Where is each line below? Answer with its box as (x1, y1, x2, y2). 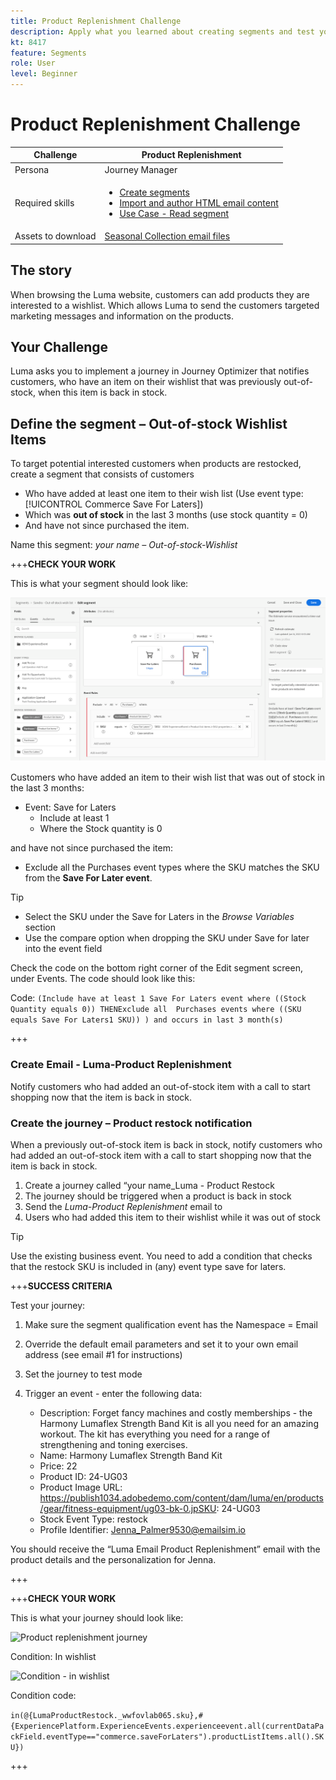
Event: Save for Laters (24, 801, 117, 814)
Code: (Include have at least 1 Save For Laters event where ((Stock (10, 992, 307, 1004)
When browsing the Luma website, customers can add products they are (10, 288, 310, 300)
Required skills (14, 196, 75, 209)
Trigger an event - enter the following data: (24, 1388, 203, 1400)
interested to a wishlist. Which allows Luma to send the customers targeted (10, 299, 320, 311)
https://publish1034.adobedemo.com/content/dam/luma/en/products (39, 1492, 324, 1504)
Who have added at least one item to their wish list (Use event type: (24, 488, 304, 500)
